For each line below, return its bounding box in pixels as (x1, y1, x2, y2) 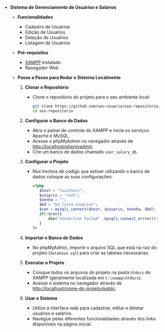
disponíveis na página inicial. (32, 321, 92, 327)
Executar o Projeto (25, 259, 64, 265)
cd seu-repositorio (32, 108, 74, 113)
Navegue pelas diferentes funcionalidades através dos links (32, 315, 156, 321)
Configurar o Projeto (25, 158, 69, 164)
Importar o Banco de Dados (25, 234, 83, 241)
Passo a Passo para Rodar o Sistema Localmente (17, 75, 121, 80)
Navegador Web (25, 65, 59, 71)
